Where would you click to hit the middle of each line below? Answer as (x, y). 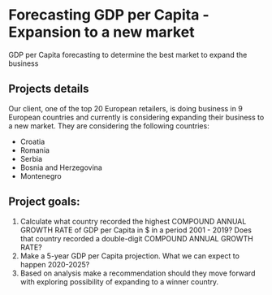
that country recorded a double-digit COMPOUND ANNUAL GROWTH (136, 238)
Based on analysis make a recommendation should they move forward (138, 273)
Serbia (31, 158)
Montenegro (41, 176)
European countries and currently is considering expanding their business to (136, 117)
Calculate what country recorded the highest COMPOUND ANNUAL (133, 221)
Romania (35, 150)
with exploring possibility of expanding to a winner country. (119, 281)
